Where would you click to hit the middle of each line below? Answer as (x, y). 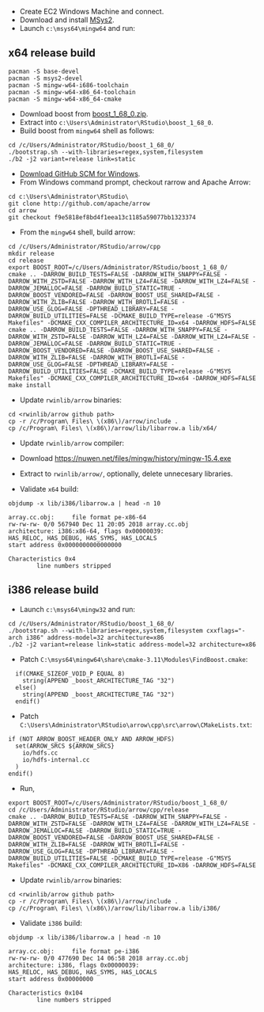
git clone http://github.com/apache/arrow (79, 204)
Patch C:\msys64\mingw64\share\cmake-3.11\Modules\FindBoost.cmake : (134, 659)
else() (26, 687)
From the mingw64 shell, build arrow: (77, 232)
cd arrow (23, 210)
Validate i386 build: (51, 923)
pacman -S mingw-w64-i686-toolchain (68, 85)
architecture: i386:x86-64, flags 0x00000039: (86, 531)
